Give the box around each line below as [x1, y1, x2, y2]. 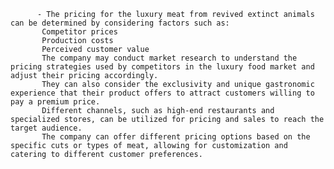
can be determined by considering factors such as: [10, 18, 230, 28]
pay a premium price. [10, 97, 101, 107]
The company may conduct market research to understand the [41, 53, 298, 63]
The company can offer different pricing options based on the [41, 132, 311, 142]
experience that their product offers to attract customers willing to [10, 88, 315, 98]
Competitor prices [41, 27, 118, 37]
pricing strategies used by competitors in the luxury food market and [10, 62, 315, 72]
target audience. [10, 123, 83, 133]
